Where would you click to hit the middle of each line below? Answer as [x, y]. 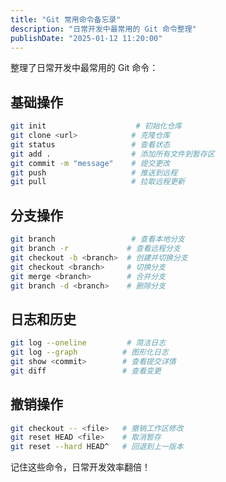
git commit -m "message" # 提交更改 [90, 163]
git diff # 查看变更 [86, 371]
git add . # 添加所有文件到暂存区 [112, 154]
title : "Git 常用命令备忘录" [66, 19]
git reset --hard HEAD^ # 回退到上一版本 [97, 447]
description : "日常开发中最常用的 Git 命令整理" [103, 29]
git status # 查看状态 [90, 144]
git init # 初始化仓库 [96, 126]
